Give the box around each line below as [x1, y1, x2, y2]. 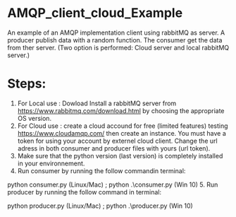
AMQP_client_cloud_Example [7, 5, 183, 21]
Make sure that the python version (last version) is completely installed [17, 151, 223, 160]
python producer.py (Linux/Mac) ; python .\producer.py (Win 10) [7, 201, 194, 210]
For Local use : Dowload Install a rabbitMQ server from [17, 99, 177, 107]
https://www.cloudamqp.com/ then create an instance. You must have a [17, 129, 227, 137]
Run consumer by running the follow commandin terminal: [17, 166, 186, 175]
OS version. [17, 114, 51, 122]
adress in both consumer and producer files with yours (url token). [17, 143, 211, 153]
